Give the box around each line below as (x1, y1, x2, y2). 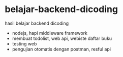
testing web (12, 40, 37, 46)
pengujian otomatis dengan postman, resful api (12, 46, 111, 52)
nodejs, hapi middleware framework (12, 30, 87, 36)
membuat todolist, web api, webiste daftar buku (12, 35, 112, 41)
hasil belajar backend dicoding (5, 20, 69, 26)
